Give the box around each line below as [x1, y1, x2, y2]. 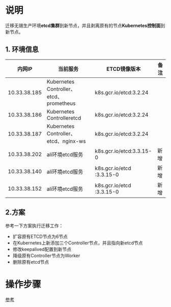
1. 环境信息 [5, 45, 39, 54]
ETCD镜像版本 [106, 65, 141, 72]
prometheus [46, 100, 76, 107]
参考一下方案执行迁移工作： [5, 222, 64, 229]
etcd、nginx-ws [46, 137, 86, 145]
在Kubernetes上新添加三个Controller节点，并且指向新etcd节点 [12, 240, 143, 246]
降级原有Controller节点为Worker [12, 253, 80, 259]
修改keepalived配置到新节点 [12, 246, 72, 252]
